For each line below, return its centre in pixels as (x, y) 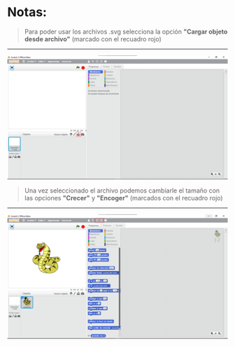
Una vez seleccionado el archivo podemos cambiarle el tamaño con (122, 191)
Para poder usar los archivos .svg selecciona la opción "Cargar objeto (126, 32)
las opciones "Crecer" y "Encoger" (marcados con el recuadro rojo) (123, 198)
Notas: (27, 12)
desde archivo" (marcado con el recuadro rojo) (93, 39)
